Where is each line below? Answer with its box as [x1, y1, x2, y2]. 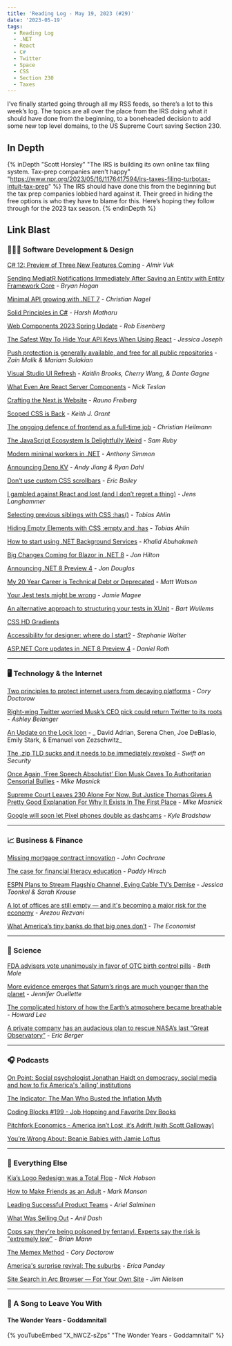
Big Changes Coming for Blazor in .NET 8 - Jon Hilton [7, 550, 160, 559]
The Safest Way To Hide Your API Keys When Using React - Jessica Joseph [7, 335, 223, 343]
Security [7, 756, 31, 765]
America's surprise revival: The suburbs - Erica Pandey [7, 1262, 166, 1270]
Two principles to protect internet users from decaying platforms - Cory [7, 687, 211, 695]
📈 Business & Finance [7, 835, 84, 845]
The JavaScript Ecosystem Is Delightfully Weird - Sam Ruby [7, 436, 177, 445]
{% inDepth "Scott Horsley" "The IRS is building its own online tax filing [7, 160, 210, 169]
